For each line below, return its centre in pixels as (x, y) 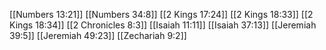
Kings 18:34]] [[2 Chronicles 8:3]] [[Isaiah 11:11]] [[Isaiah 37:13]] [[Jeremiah (163, 25)
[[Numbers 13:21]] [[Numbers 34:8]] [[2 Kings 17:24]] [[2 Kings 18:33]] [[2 (161, 14)
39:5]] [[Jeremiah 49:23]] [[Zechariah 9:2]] (98, 35)
